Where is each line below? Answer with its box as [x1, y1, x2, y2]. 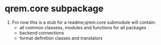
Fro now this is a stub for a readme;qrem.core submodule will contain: [11, 19, 156, 25]
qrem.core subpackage [4, 3, 103, 14]
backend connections [19, 30, 64, 36]
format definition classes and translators [19, 35, 103, 41]
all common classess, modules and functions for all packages [19, 24, 146, 30]
